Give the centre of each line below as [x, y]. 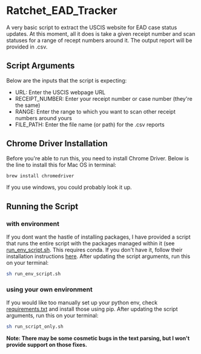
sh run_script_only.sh [35, 327]
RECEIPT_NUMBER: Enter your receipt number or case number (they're [104, 98]
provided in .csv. [27, 47]
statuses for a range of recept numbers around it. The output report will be [99, 40]
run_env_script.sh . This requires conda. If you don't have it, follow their [94, 250]
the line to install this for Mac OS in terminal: [61, 165]
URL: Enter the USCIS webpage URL [60, 92]
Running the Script [42, 206]
